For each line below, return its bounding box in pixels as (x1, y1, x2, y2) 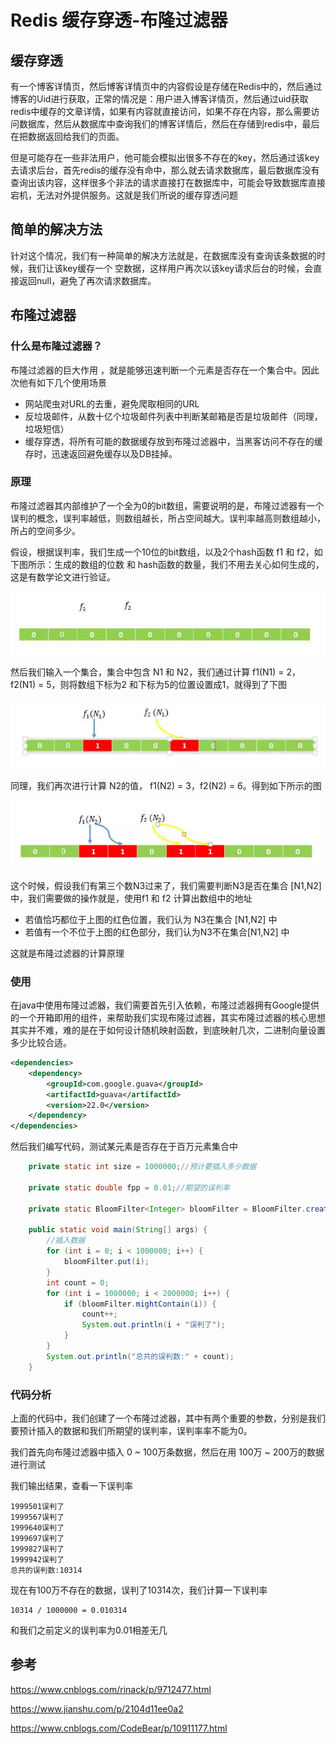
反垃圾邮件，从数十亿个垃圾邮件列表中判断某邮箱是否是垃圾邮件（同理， (24, 410, 323, 422)
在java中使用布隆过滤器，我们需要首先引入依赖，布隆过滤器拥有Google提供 (10, 999, 320, 1011)
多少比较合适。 (10, 1037, 72, 1048)
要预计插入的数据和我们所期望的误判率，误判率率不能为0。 (10, 1424, 253, 1436)
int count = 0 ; (46, 1277, 110, 1288)
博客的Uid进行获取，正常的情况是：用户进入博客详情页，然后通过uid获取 (10, 93, 309, 105)
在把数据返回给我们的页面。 (10, 131, 125, 142)
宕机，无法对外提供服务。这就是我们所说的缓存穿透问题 (10, 189, 238, 201)
